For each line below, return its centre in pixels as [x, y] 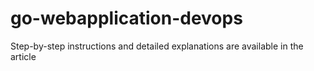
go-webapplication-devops [126, 18]
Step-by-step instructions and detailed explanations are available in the [157, 46]
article [23, 56]
